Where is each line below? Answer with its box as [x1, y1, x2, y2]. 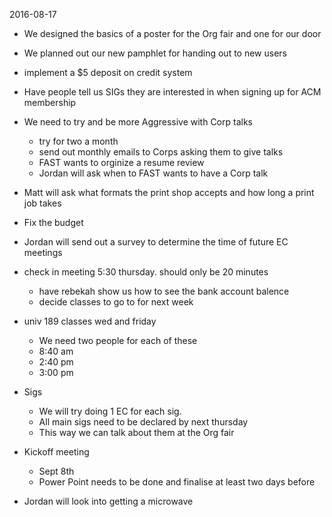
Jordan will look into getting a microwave [23, 495, 194, 507]
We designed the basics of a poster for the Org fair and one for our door [23, 28, 322, 39]
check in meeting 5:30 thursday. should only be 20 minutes [23, 266, 269, 278]
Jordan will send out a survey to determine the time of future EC [23, 236, 289, 248]
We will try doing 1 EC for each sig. [38, 405, 182, 417]
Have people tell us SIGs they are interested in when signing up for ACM [23, 86, 322, 98]
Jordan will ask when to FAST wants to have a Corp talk [38, 167, 269, 179]
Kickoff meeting [23, 446, 90, 458]
